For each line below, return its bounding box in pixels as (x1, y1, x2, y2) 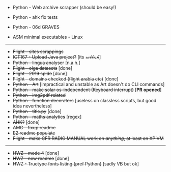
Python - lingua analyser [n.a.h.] (12, 60, 80, 66)
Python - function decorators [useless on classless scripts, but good (12, 98, 157, 103)
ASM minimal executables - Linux (12, 34, 83, 40)
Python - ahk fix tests (12, 14, 58, 20)
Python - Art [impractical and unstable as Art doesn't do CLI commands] (12, 81, 165, 87)
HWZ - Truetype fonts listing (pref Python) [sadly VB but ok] (12, 161, 139, 167)
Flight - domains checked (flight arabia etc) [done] (12, 76, 119, 82)
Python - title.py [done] (12, 108, 62, 114)
